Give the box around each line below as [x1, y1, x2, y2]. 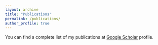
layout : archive [5, 7, 39, 12]
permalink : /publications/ [5, 16, 61, 21]
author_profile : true [5, 21, 50, 26]
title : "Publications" [5, 12, 52, 17]
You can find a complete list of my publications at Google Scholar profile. [5, 34, 154, 40]
